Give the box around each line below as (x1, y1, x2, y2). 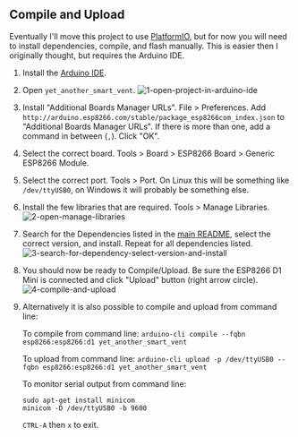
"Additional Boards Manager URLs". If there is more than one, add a (21, 121, 271, 132)
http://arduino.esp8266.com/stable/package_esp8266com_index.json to (21, 111, 285, 122)
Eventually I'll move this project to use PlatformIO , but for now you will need (9, 30, 288, 41)
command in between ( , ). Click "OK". (21, 130, 160, 141)
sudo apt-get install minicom (21, 396, 136, 405)
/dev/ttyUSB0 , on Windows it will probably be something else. (21, 184, 250, 195)
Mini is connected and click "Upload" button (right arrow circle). (21, 274, 259, 285)
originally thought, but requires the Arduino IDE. (9, 49, 185, 61)
